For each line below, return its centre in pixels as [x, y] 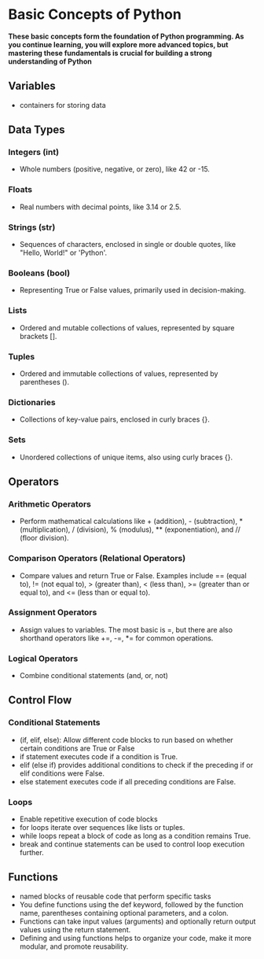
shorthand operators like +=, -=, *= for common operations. [116, 638]
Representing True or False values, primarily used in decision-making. [132, 290]
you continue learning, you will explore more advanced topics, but [118, 44]
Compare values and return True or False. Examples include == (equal [133, 575]
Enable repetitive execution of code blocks [89, 819]
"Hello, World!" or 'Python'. [63, 253]
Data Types [37, 130]
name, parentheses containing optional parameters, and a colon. [124, 913]
